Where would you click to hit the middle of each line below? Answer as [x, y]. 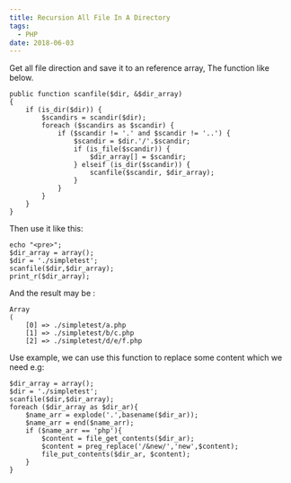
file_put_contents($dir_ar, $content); [116, 454]
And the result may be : [53, 294]
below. [22, 78]
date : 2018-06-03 [42, 43]
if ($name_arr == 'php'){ [74, 431]
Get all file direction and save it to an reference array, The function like [139, 68]
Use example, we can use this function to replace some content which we [146, 358]
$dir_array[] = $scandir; [138, 157]
